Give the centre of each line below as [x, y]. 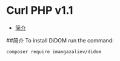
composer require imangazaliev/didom [54, 51]
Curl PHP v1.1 [40, 10]
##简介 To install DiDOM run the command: [60, 40]
